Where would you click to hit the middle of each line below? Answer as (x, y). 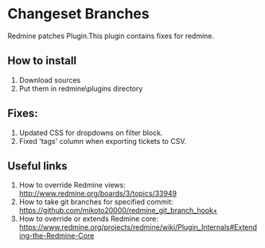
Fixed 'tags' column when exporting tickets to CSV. (103, 141)
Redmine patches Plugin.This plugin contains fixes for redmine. (111, 36)
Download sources (50, 79)
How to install (42, 61)
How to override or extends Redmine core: (88, 219)
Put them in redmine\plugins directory (81, 88)
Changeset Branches (78, 14)
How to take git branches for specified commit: (96, 202)
